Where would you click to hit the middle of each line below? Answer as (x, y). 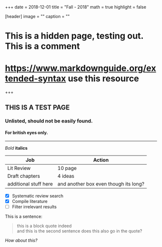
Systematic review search (38, 196)
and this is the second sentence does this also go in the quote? (79, 231)
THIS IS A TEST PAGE (37, 107)
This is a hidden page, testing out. (74, 36)
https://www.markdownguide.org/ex (81, 69)
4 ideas (66, 176)
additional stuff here (30, 184)
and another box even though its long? (101, 184)
